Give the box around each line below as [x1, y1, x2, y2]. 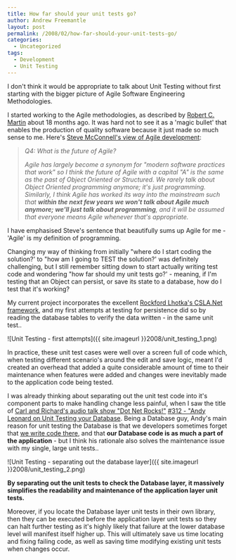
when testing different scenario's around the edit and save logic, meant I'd [7, 355, 223, 364]
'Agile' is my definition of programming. [7, 234, 122, 242]
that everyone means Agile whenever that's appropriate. [24, 212, 189, 221]
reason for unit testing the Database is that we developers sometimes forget [7, 421, 228, 430]
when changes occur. [7, 545, 70, 553]
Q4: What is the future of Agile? [24, 146, 117, 155]
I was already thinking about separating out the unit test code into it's [7, 391, 208, 400]
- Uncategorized [13, 43, 61, 50]
